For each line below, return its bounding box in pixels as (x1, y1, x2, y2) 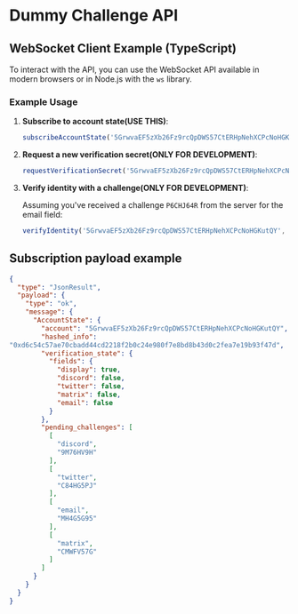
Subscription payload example (9, 251, 182, 267)
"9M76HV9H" (56, 448, 98, 458)
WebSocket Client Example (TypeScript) (9, 41, 238, 56)
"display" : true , (56, 365, 122, 374)
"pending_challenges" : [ (41, 423, 133, 432)
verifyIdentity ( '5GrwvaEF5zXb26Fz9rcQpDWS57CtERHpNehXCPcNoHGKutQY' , (21, 227, 286, 235)
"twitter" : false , (56, 382, 125, 391)
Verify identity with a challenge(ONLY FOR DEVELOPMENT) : (21, 183, 249, 194)
